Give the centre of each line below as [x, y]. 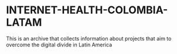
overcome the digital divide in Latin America [59, 45]
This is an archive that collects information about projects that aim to [89, 38]
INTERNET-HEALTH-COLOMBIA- [87, 10]
